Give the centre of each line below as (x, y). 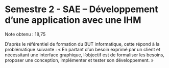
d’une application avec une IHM (73, 20)
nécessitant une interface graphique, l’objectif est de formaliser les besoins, (84, 55)
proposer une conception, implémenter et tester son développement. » (79, 60)
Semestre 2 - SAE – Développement (82, 9)
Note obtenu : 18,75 (25, 34)
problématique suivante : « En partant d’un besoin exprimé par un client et (82, 49)
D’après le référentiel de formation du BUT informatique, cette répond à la (82, 44)
